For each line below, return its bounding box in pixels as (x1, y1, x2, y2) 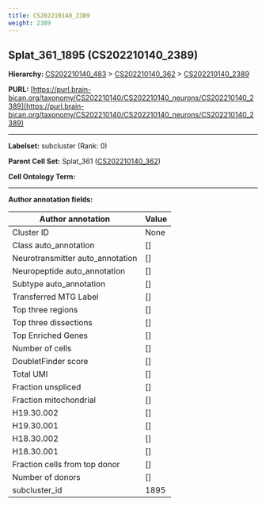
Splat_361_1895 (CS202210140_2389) (8, 48, 199, 62)
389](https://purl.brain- (8, 102, 85, 111)
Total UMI (12, 369, 48, 380)
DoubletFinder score (12, 356, 89, 367)
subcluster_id (12, 485, 63, 496)
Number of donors (12, 472, 81, 483)
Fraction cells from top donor (12, 459, 120, 470)
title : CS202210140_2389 (8, 11, 90, 20)
